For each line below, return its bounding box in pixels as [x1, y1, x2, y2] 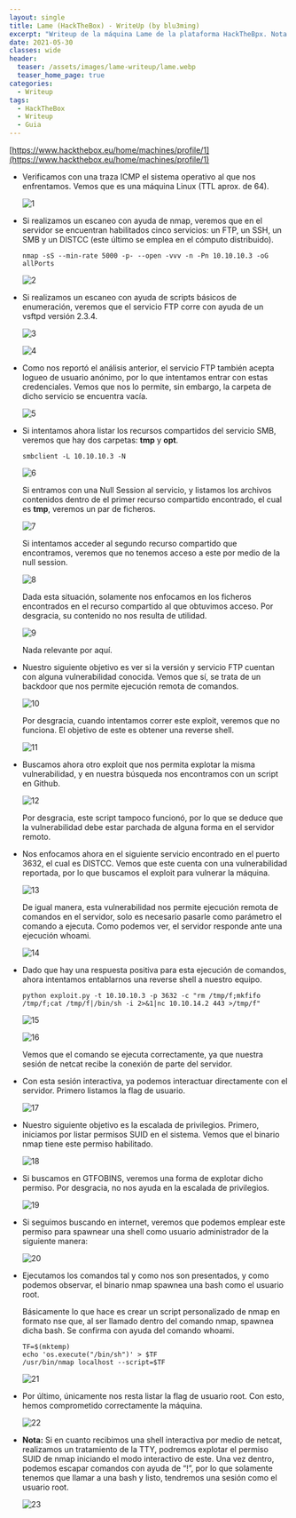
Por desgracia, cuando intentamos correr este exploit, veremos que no [21, 715, 281, 725]
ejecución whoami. [21, 931, 91, 940]
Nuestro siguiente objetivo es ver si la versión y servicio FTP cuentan [21, 662, 275, 672]
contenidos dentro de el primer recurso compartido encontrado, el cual [21, 494, 282, 505]
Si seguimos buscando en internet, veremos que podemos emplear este [21, 1217, 285, 1227]
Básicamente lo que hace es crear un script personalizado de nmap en [21, 1306, 281, 1316]
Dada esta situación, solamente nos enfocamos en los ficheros [21, 592, 252, 602]
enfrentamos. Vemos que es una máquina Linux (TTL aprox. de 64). [21, 181, 269, 191]
